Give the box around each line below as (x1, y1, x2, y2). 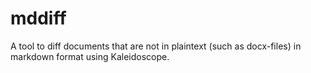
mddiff (10, 7, 67, 30)
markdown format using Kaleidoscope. (10, 50, 170, 62)
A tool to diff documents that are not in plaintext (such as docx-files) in (10, 40, 302, 52)
